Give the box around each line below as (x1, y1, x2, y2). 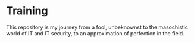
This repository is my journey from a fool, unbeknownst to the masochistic (6, 24, 189, 31)
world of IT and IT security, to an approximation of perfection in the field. (6, 29, 184, 37)
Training (6, 4, 49, 18)
